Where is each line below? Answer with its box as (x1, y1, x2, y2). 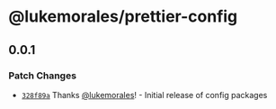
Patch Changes (8, 69, 77, 82)
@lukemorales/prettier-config (8, 6, 238, 27)
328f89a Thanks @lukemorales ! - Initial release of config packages (21, 89, 268, 100)
